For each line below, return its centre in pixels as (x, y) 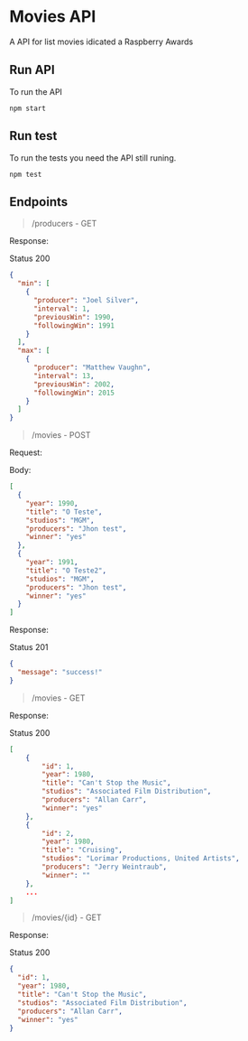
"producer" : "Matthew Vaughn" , (92, 367)
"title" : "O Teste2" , (66, 571)
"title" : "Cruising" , (83, 850)
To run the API (36, 91)
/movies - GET (58, 698)
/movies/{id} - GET (66, 917)
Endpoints (39, 202)
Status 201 (29, 647)
